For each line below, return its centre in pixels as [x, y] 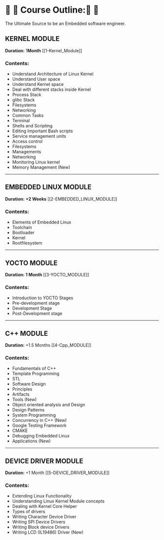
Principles [22, 389]
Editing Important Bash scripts [42, 131]
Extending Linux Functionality [42, 496]
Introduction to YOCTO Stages [42, 298]
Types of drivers [29, 512]
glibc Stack [23, 100]
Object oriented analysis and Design [49, 405]
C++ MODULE [26, 333]
